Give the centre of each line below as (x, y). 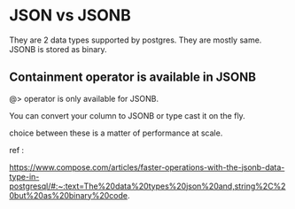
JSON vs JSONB (70, 15)
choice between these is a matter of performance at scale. (116, 133)
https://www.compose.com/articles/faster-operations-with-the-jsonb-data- (147, 167)
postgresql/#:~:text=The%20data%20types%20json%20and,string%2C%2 (147, 186)
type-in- (24, 176)
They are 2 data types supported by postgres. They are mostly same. (136, 40)
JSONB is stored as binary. (58, 49)
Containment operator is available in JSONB (133, 77)
